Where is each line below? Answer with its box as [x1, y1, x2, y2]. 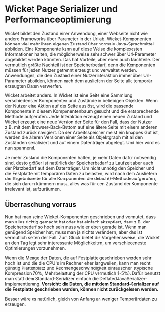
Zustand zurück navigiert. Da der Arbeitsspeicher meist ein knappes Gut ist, [5, 129, 159, 135]
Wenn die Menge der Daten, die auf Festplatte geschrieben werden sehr [5, 255, 152, 261]
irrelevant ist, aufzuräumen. [5, 186, 61, 192]
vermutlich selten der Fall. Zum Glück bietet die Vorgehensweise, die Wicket [5, 234, 160, 240]
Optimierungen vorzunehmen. [5, 245, 66, 251]
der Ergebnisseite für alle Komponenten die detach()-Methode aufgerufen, [5, 176, 157, 181]
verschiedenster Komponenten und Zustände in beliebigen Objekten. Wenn [5, 97, 158, 103]
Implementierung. [5, 281, 41, 287]
